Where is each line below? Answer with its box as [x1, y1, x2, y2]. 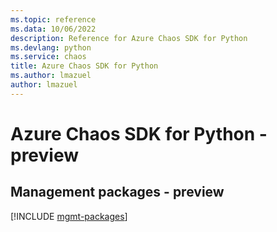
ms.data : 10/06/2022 [10, 24, 97, 34]
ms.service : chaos [10, 52, 87, 62]
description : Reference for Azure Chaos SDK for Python [10, 33, 248, 43]
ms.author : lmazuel [10, 71, 92, 81]
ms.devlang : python [10, 42, 92, 53]
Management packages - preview [10, 184, 225, 201]
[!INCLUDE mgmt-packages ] [10, 210, 128, 222]
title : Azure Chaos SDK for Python [10, 61, 159, 71]
